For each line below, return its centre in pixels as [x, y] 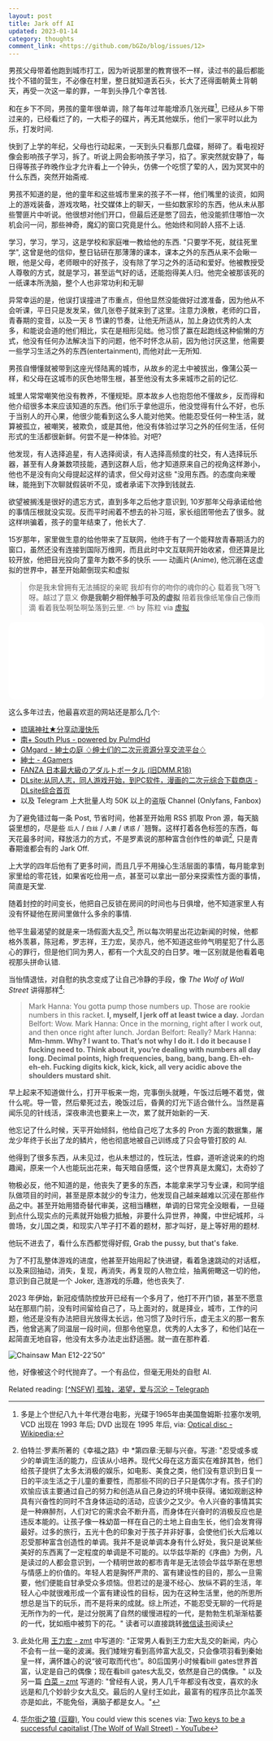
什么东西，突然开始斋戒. [49, 177]
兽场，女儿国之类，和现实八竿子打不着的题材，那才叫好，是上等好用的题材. [134, 1225]
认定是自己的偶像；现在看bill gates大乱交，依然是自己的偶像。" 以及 [148, 1671]
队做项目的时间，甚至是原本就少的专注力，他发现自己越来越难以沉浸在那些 [133, 1195]
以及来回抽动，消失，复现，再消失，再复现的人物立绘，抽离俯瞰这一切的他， [136, 1270]
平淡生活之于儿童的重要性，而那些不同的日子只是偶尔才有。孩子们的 [148, 1480]
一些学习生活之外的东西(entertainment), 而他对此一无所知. [105, 350]
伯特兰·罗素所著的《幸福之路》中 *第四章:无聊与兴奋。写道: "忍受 [128, 1450]
